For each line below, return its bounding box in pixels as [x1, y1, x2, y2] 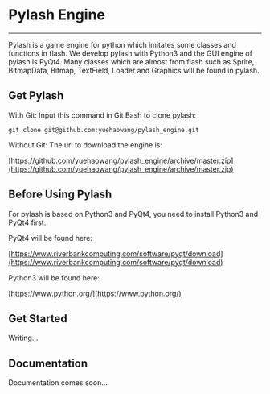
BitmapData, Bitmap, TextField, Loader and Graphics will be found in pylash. [8, 65, 260, 75]
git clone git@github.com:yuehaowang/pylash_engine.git [8, 126, 199, 134]
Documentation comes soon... [8, 378, 108, 388]
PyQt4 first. [8, 218, 47, 227]
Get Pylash [8, 89, 64, 102]
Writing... [8, 333, 39, 343]
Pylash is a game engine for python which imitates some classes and [8, 39, 237, 49]
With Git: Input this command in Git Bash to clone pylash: [8, 110, 197, 120]
